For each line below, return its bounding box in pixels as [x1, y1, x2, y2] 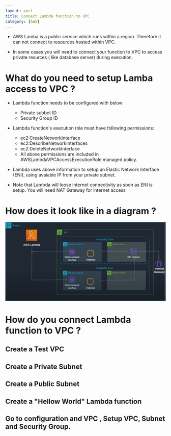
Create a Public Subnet [5, 380, 80, 389]
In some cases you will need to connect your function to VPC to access [12, 49, 162, 55]
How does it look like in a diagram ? [5, 205, 157, 217]
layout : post [5, 8, 33, 13]
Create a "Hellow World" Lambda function [5, 397, 142, 405]
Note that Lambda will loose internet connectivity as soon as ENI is [12, 182, 153, 188]
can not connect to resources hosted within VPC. [12, 39, 116, 45]
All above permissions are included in [20, 151, 99, 158]
